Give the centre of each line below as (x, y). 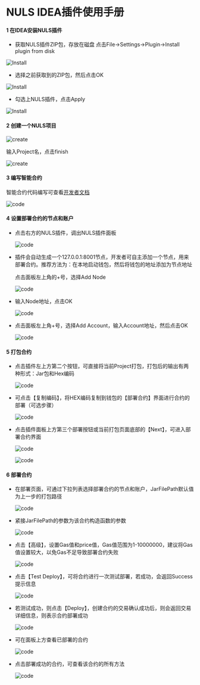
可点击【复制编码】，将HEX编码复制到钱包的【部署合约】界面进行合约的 (102, 398)
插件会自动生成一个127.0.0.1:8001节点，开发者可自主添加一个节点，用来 (102, 257)
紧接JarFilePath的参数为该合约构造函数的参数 (71, 521)
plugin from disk (35, 51)
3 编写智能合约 (24, 178)
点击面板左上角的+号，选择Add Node (60, 277)
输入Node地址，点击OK (43, 301)
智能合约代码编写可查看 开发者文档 (48, 192)
